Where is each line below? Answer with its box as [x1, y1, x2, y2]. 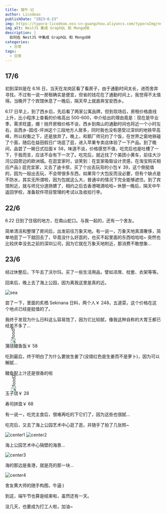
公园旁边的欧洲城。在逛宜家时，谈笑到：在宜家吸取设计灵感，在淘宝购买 [9, 158, 157, 164]
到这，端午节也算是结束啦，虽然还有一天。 [5, 493, 92, 499]
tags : [5, 49, 16, 54]
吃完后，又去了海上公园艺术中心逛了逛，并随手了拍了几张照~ [5, 422, 129, 428]
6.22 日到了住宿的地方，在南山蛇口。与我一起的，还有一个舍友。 [5, 218, 137, 223]
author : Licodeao [5, 12, 41, 17]
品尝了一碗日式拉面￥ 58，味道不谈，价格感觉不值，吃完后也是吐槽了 [13, 146, 155, 152]
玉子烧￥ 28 [5, 390, 30, 396]
